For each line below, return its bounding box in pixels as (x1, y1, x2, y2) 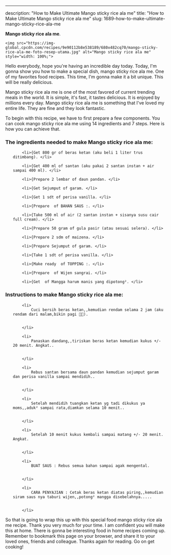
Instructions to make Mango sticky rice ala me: (5, 291, 124, 298)
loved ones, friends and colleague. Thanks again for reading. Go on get (5, 538, 155, 544)
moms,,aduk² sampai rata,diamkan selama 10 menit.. (12, 405, 125, 410)
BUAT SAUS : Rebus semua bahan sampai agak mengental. (31, 463, 150, 468)
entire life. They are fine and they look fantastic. (5, 105, 106, 111)
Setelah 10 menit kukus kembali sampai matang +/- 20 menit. (31, 432, 164, 437)
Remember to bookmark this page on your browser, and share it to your (5, 533, 155, 539)
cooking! (5, 543, 24, 550)
